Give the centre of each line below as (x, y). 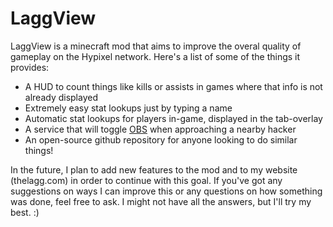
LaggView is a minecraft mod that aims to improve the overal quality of (156, 46)
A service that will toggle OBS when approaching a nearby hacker (160, 129)
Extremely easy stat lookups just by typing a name (128, 108)
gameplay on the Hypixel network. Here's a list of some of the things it (155, 56)
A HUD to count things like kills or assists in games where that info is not (173, 86)
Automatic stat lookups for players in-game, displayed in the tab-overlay (173, 118)
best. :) (25, 212)
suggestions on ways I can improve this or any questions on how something (166, 191)
